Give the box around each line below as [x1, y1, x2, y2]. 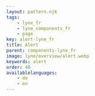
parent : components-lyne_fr [6, 48, 76, 54]
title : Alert [6, 42, 39, 48]
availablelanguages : [6, 70, 58, 76]
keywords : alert [6, 58, 47, 64]
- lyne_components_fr [17, 25, 71, 32]
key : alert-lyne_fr [6, 36, 55, 42]
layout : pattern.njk [6, 8, 58, 15]
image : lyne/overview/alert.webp [6, 53, 90, 59]
